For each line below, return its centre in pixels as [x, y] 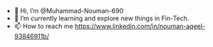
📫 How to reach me [43, 26]
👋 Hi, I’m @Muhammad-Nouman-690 [69, 11]
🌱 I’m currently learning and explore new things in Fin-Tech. [102, 18]
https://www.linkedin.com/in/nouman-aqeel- [140, 26]
